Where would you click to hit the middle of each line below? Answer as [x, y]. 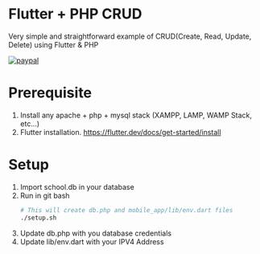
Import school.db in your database [77, 186]
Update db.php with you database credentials [95, 233]
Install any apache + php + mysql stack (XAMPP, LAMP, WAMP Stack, [136, 115]
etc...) [30, 123]
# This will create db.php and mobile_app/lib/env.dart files [126, 210]
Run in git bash [45, 195]
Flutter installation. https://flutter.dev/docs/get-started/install [120, 132]
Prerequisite [50, 93]
